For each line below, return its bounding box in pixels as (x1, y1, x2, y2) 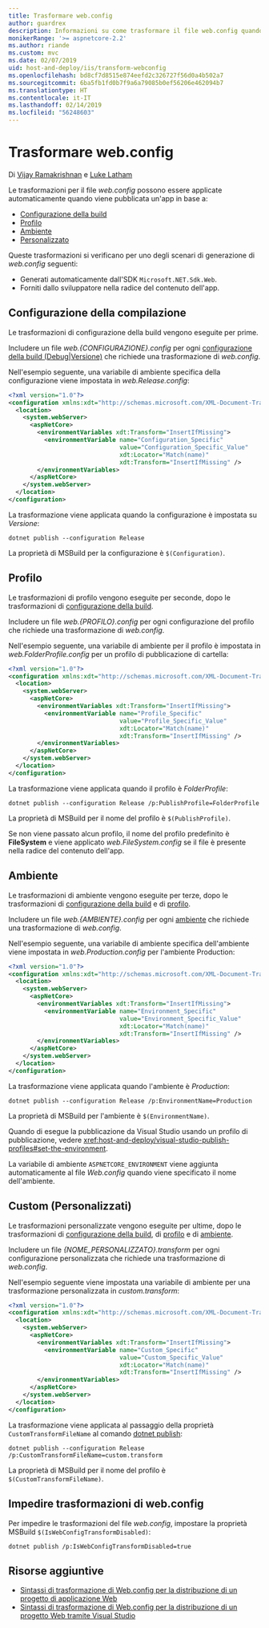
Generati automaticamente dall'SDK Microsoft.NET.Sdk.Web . (19, 274, 218, 284)
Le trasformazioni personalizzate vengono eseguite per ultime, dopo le (8, 1221, 242, 1230)
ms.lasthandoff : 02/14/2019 (8, 101, 102, 109)
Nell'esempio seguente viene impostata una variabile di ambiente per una (8, 1277, 251, 1287)
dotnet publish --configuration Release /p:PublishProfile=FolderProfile (8, 799, 260, 807)
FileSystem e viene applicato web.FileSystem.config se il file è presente (8, 837, 247, 847)
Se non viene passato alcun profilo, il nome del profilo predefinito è (8, 828, 230, 838)
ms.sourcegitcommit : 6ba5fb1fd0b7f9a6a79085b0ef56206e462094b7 (8, 79, 224, 87)
